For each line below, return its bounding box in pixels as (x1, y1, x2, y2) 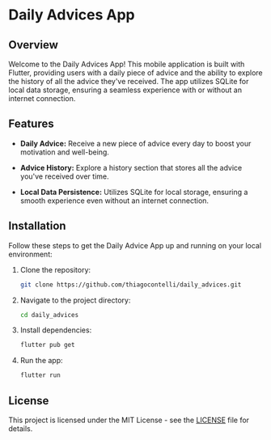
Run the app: (19, 356, 63, 366)
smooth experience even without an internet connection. (19, 196, 209, 205)
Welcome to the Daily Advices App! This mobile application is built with (8, 59, 245, 69)
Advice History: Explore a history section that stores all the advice (19, 163, 243, 172)
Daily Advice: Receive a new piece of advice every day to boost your (19, 138, 252, 148)
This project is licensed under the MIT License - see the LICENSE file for (8, 415, 249, 425)
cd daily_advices (19, 311, 79, 319)
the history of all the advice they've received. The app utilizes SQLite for (8, 77, 249, 86)
